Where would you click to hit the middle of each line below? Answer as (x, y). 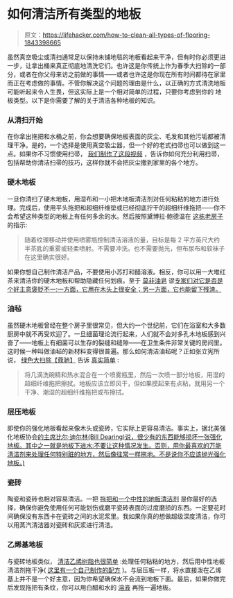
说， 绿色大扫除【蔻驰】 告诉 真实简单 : (63, 360)
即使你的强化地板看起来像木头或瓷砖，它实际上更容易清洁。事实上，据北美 (113, 429)
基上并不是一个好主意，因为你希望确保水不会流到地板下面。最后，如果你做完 (116, 579)
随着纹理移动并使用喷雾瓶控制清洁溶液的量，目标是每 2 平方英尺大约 (122, 240)
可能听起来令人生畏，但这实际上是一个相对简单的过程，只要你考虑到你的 (110, 92)
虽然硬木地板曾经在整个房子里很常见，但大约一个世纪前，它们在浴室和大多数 (116, 325)
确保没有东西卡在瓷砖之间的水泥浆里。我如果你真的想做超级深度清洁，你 (116, 516)
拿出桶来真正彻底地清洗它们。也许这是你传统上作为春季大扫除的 (122, 65)
